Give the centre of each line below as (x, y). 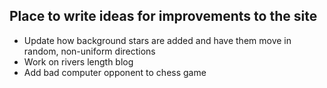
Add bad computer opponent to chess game (115, 72)
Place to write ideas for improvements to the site (163, 16)
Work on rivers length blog (78, 61)
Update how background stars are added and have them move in (157, 40)
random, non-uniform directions (89, 51)
